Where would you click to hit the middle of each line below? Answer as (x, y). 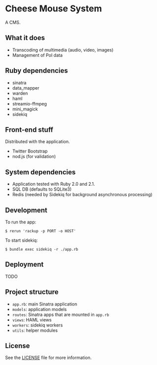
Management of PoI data (37, 55)
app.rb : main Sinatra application (45, 304)
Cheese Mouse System (54, 9)
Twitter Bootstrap (30, 151)
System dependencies (40, 172)
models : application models (39, 309)
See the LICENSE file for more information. (48, 358)
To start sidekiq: (21, 240)
